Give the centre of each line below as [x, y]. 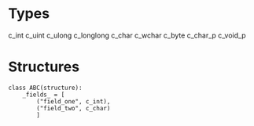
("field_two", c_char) [74, 108]
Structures [44, 67]
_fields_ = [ [44, 95]
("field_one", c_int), [74, 101]
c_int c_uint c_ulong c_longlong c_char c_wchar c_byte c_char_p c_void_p [127, 35]
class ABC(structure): [45, 88]
